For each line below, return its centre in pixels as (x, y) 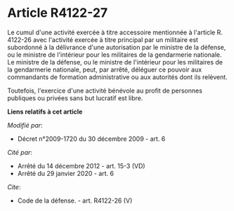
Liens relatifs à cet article (45, 111)
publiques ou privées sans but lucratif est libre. (75, 98)
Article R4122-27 (58, 13)
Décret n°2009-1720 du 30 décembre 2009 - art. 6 (91, 139)
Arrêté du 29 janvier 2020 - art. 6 (66, 173)
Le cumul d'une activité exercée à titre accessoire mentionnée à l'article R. (115, 32)
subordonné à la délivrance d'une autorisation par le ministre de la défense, (117, 47)
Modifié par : (25, 125)
